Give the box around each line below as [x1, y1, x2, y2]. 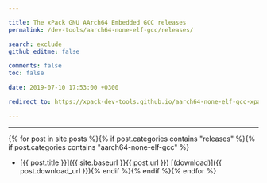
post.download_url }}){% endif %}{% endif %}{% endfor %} [19, 166, 217, 175]
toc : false [8, 69, 44, 78]
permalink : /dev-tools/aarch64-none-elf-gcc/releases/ [8, 25, 194, 34]
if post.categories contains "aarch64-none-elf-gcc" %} [8, 142, 190, 151]
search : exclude [8, 40, 62, 48]
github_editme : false [8, 48, 80, 55]
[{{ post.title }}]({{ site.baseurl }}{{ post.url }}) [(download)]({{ [19, 158, 222, 167]
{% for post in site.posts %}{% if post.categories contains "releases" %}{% [8, 134, 256, 143]
